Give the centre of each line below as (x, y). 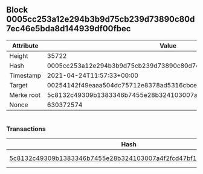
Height (19, 55)
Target (19, 85)
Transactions (26, 129)
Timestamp (25, 75)
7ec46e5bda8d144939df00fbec (69, 29)
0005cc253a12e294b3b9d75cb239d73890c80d (101, 20)
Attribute (25, 46)
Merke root (25, 95)
